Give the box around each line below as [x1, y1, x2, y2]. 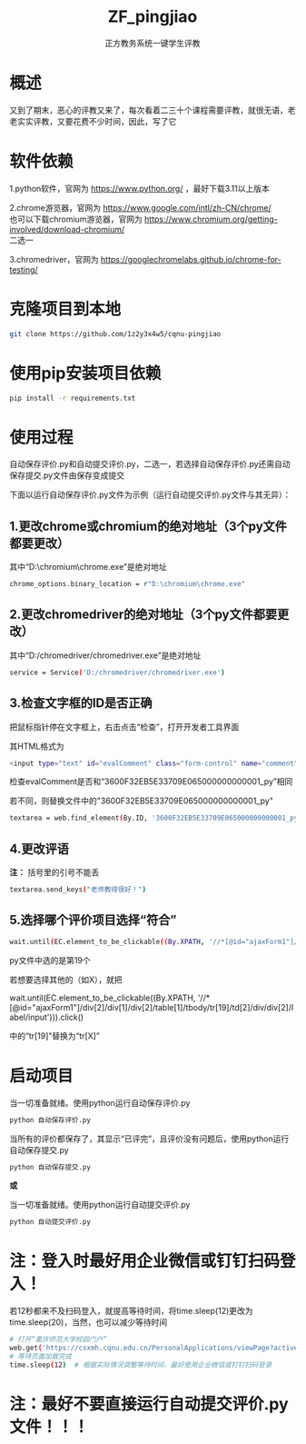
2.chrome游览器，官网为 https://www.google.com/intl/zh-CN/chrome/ [9, 202, 271, 213]
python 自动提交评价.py [9, 1218, 91, 1227]
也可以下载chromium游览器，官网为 [9, 214, 143, 224]
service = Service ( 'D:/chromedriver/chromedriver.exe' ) [9, 668, 225, 677]
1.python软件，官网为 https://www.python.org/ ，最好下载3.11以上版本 [9, 183, 270, 194]
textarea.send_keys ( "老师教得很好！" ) [9, 885, 147, 894]
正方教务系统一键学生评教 [104, 37, 201, 48]
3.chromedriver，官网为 [9, 254, 99, 264]
